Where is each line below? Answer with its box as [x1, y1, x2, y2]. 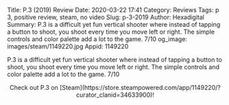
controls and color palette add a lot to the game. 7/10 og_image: [7, 35, 187, 43]
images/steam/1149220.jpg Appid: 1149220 [7, 43, 129, 50]
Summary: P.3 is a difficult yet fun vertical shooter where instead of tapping [7, 21, 221, 28]
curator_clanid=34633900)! [76, 91, 154, 99]
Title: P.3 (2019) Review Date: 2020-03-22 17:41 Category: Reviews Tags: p [7, 6, 219, 14]
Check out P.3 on [9, 84, 58, 91]
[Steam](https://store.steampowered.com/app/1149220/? [59, 84, 221, 91]
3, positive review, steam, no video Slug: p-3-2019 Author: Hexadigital [7, 13, 204, 21]
